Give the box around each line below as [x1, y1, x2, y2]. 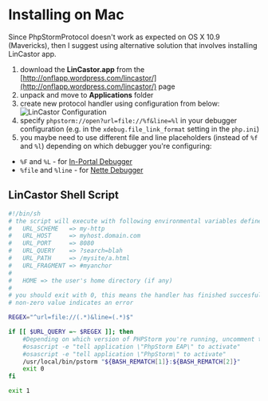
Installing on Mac [8, 6, 125, 24]
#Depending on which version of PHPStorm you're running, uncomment [22, 335, 255, 343]
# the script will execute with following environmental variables [8, 217, 238, 225]
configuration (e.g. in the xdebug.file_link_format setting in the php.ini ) [19, 124, 260, 134]
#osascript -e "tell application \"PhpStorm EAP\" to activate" [22, 343, 241, 351]
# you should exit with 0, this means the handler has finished [8, 291, 227, 299]
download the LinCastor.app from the [19, 64, 145, 74]
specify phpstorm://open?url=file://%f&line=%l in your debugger [19, 115, 238, 125]
